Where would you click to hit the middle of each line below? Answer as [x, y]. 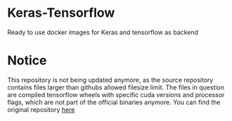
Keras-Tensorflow [61, 13]
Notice [27, 60]
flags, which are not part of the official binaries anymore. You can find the [114, 102]
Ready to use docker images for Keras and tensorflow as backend [103, 32]
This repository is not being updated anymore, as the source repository [110, 80]
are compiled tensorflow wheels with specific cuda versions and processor [116, 94]
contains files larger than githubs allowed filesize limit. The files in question [116, 87]
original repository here [41, 109]
